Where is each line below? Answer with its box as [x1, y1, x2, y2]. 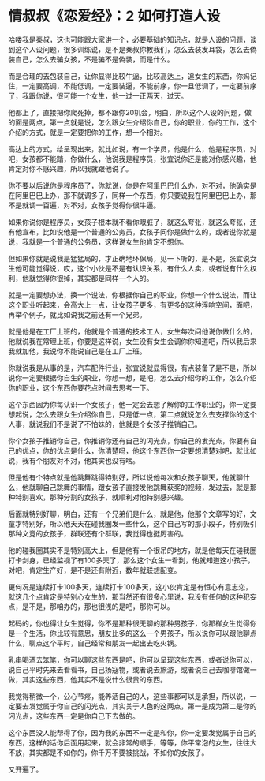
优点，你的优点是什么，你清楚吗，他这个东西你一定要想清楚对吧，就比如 [21, 446, 257, 455]
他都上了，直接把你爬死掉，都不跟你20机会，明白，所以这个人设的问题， [8, 107, 245, 117]
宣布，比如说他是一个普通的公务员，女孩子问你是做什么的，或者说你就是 [21, 226, 257, 237]
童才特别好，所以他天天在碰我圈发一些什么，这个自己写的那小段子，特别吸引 [8, 518, 257, 529]
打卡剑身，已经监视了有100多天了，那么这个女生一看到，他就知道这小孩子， [8, 555, 255, 565]
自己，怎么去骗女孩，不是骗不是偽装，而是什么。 [14, 54, 174, 64]
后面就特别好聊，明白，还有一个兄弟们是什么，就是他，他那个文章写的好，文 [8, 509, 257, 518]
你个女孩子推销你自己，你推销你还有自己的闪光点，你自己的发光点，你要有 [8, 435, 250, 446]
